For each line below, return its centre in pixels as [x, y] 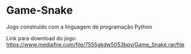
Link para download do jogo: [41, 38]
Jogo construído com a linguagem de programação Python [79, 27]
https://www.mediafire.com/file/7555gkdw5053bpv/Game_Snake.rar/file [95, 45]
